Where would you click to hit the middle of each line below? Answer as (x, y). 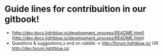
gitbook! (22, 19)
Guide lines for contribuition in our (76, 9)
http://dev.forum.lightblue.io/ (41, 48)
